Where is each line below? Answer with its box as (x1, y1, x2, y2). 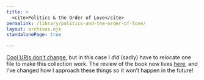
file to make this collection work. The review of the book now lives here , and (6, 60, 199, 68)
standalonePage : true (6, 32, 62, 38)
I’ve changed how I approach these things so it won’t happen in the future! (6, 67, 194, 74)
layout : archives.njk (6, 26, 62, 32)
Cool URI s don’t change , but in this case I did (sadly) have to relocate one (6, 54, 191, 61)
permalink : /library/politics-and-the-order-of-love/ (6, 20, 147, 26)
